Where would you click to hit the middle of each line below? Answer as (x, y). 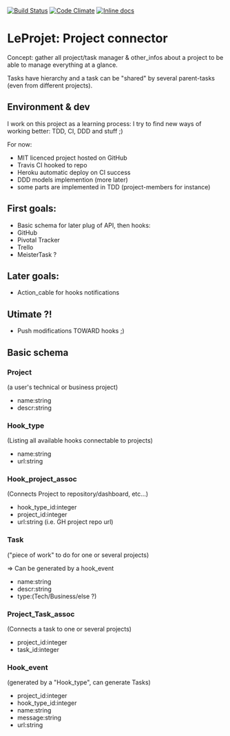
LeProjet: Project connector (87, 39)
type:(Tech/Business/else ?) (57, 596)
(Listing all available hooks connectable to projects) (80, 441)
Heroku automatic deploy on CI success (74, 172)
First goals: (32, 209)
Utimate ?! (30, 314)
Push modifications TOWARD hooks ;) (71, 331)
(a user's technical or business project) (63, 387)
